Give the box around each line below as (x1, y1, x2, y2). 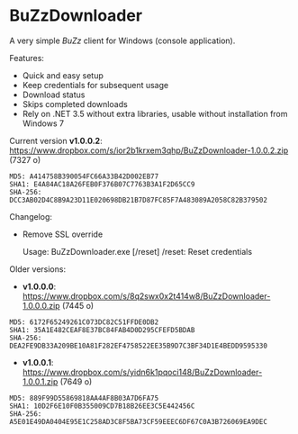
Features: (9, 52, 45, 63)
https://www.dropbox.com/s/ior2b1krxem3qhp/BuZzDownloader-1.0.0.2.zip (9, 145, 289, 156)
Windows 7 (22, 118, 65, 129)
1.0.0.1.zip (22, 375, 59, 387)
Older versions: (9, 263, 66, 275)
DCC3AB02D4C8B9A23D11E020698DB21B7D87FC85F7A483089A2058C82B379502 (9, 195, 268, 204)
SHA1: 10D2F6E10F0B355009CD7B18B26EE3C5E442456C (9, 402, 195, 411)
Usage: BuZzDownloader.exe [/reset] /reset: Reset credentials (22, 246, 253, 257)
